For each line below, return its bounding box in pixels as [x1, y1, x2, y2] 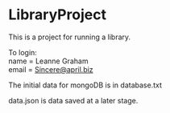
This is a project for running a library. [8, 32, 131, 42]
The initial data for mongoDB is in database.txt [8, 80, 163, 90]
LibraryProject [8, 6, 107, 24]
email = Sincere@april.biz [8, 64, 94, 74]
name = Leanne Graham [8, 56, 89, 66]
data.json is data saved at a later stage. [8, 95, 139, 105]
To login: [8, 47, 38, 57]
